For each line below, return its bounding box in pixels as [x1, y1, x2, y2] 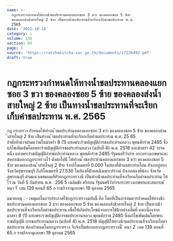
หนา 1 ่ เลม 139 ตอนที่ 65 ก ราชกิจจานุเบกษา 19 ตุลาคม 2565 [7, 185, 115, 191]
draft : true [7, 55, 32, 60]
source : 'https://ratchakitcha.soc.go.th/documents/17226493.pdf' [7, 50, 152, 55]
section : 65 [7, 41, 32, 46]
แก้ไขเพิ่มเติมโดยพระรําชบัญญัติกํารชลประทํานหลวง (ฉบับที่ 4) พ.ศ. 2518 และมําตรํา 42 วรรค [7, 145, 165, 151]
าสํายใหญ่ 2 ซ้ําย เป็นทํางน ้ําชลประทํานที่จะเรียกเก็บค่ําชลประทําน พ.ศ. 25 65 [7, 133, 136, 139]
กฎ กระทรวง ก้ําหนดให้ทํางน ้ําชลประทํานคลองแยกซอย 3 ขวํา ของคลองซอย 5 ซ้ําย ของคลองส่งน [7, 128, 167, 134]
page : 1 [7, 45, 24, 51]
